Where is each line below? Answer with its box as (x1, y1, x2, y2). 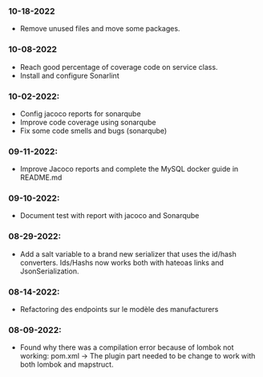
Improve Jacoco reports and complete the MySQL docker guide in (19, 164, 239, 174)
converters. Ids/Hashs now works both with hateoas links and (19, 257, 225, 267)
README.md (19, 172, 63, 182)
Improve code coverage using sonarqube (19, 117, 156, 127)
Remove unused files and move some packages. (19, 24, 180, 34)
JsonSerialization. (19, 266, 79, 276)
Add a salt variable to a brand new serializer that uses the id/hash (19, 249, 237, 258)
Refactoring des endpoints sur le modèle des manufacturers (19, 305, 219, 314)
